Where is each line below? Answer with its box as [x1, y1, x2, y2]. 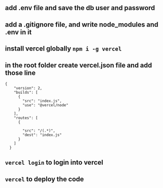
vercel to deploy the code [5, 175, 84, 183]
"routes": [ [14, 115, 38, 120]
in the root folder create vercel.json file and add [5, 61, 152, 69]
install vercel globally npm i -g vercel [5, 45, 122, 53]
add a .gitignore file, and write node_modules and [5, 20, 159, 29]
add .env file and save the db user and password [5, 4, 155, 12]
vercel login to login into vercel [5, 158, 104, 167]
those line [5, 68, 36, 77]
